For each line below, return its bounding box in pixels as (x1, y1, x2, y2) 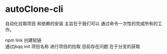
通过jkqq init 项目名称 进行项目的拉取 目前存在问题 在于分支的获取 (5, 43, 140, 49)
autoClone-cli (5, 3, 63, 15)
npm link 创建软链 (5, 37, 41, 43)
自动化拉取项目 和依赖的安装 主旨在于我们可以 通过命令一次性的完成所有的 (5, 20, 158, 26)
